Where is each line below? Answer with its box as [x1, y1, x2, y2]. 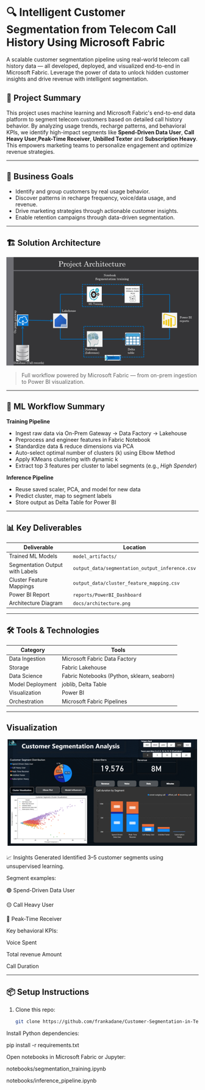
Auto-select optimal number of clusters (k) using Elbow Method [15, 449, 175, 456]
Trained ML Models [9, 552, 58, 560]
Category [20, 646, 46, 654]
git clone [15, 1019, 41, 1025]
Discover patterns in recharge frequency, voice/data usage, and [15, 194, 176, 201]
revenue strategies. [6, 148, 55, 155]
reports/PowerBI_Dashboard [73, 592, 142, 598]
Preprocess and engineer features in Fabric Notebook [15, 436, 151, 443]
